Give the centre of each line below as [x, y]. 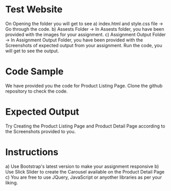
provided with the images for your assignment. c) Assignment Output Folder [85, 34]
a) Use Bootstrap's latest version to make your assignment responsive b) [82, 166]
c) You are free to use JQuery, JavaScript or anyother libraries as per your [84, 177]
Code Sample [34, 71]
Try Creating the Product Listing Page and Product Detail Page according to [85, 126]
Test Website [34, 9]
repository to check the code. [37, 91]
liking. [12, 182]
